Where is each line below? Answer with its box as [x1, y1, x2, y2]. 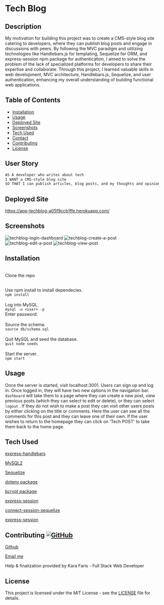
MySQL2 [5, 460, 23, 466]
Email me [5, 553, 23, 559]
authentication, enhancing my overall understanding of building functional [5, 77, 154, 82]
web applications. [5, 82, 41, 88]
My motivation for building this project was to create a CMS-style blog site [5, 35, 155, 41]
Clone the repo [5, 272, 35, 278]
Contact [12, 135, 28, 141]
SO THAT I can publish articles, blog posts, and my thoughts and [5, 181, 143, 186]
